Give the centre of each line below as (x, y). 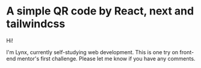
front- (187, 52)
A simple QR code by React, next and (100, 11)
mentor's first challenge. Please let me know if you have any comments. (106, 58)
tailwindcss (36, 24)
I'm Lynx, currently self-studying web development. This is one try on (92, 52)
